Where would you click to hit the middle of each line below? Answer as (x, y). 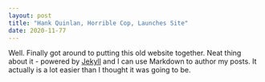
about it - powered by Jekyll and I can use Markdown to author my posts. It (132, 61)
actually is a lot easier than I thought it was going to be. (100, 70)
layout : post (30, 16)
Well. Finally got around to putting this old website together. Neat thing (125, 53)
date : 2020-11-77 (37, 30)
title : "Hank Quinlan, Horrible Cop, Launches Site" (98, 23)
